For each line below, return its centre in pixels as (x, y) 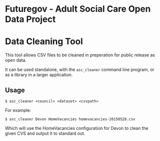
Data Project (30, 19)
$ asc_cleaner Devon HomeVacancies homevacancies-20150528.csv (70, 119)
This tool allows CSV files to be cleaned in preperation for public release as (80, 55)
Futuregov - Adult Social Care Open (78, 9)
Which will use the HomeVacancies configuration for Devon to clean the (77, 128)
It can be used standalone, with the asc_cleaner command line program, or (80, 70)
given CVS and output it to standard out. (45, 133)
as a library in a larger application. (39, 75)
